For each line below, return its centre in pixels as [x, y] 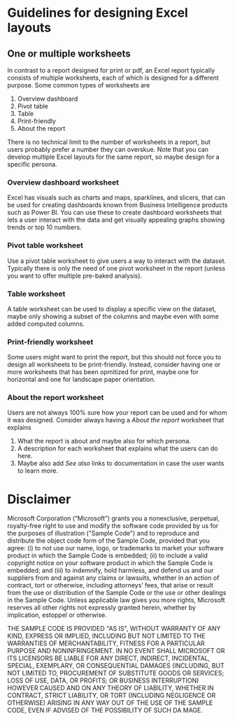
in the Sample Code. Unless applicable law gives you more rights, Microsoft [116, 600]
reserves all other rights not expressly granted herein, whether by [102, 608]
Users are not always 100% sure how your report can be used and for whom [117, 413]
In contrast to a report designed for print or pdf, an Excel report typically [111, 70]
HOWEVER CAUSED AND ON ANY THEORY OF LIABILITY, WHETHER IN [111, 688]
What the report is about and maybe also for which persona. [104, 441]
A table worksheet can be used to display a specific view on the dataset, [112, 308]
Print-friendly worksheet [50, 342]
